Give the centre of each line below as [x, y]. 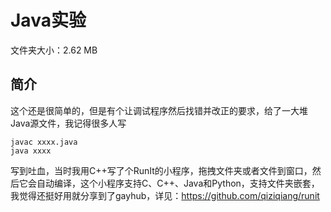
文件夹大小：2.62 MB [54, 50]
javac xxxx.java [44, 142]
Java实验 [48, 20]
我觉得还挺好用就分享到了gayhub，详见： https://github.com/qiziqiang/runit [165, 195]
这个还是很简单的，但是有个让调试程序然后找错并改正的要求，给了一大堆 [159, 110]
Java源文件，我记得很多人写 [68, 123]
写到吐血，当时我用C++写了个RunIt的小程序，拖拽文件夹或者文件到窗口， [161, 170]
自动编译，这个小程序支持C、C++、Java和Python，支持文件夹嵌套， [178, 183]
